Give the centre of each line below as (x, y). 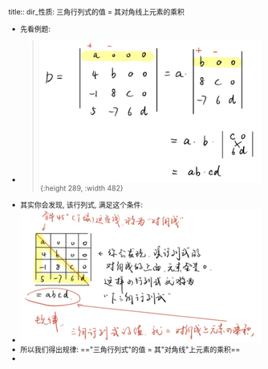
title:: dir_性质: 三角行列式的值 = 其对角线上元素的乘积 (96, 12)
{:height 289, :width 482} (81, 188)
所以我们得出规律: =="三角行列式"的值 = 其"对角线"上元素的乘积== (130, 350)
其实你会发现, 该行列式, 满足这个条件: (81, 204)
